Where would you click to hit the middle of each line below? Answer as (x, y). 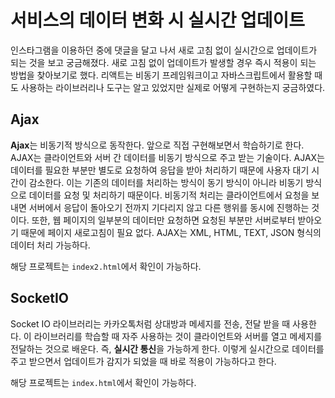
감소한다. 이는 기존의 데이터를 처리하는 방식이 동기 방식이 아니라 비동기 (166, 182)
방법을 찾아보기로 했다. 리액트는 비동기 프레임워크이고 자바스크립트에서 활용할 (161, 75)
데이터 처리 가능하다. (50, 245)
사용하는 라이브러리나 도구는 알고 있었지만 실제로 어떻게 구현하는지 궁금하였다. (173, 87)
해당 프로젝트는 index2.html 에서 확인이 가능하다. (106, 266)
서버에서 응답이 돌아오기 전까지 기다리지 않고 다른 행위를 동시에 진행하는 (169, 207)
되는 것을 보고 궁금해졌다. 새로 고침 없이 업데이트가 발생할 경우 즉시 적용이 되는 (163, 62)
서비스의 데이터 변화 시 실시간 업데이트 (158, 20)
